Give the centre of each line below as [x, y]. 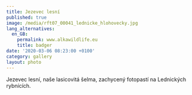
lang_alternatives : [31, 29]
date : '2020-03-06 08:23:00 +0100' [51, 51]
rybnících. [19, 85]
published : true [26, 17]
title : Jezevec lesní [33, 12]
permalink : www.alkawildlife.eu [57, 40]
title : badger [34, 46]
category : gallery [29, 57]
